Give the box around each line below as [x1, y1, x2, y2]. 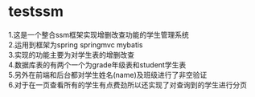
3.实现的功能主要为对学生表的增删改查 [8, 50, 135, 59]
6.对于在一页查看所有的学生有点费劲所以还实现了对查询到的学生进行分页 [8, 79, 248, 90]
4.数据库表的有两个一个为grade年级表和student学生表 [8, 59, 187, 70]
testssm [8, 2, 64, 21]
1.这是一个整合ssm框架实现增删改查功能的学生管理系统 [8, 30, 189, 39]
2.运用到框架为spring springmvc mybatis [8, 39, 143, 50]
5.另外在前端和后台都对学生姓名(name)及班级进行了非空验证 [8, 70, 208, 79]
